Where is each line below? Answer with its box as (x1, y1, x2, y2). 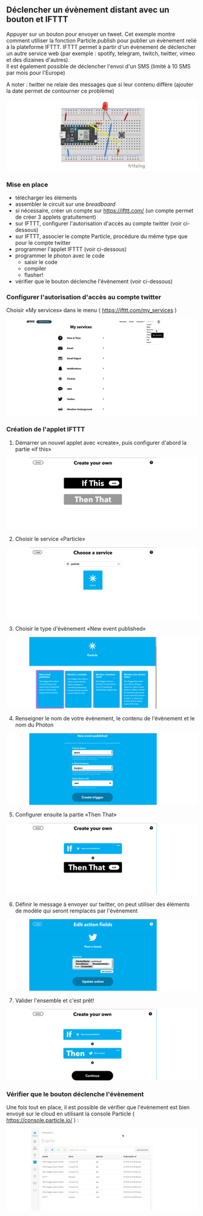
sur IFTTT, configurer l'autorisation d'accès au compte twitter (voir (15, 220, 182, 227)
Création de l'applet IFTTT (6, 425, 85, 434)
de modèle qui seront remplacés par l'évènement (15, 907, 138, 914)
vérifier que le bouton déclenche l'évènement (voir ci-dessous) (15, 278, 173, 285)
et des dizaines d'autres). (6, 56, 70, 63)
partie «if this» (15, 445, 52, 453)
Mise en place (6, 180, 48, 188)
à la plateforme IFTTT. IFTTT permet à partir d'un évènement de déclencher (6, 43, 196, 50)
